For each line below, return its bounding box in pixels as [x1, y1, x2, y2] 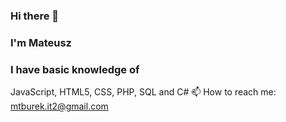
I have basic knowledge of [10, 62, 140, 76]
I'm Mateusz [10, 35, 72, 49]
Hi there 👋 [10, 9, 60, 23]
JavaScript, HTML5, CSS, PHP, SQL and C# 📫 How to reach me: [10, 86, 277, 98]
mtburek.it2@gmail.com [10, 100, 109, 113]
